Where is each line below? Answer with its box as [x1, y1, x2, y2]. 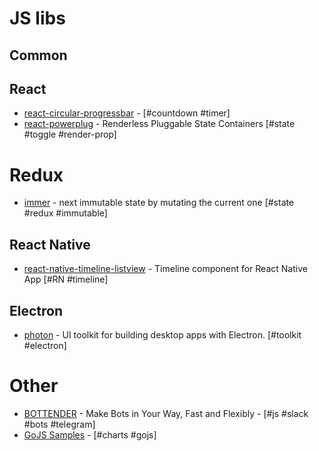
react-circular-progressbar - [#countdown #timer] [23, 107, 231, 119]
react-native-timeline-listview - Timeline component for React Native [23, 263, 308, 275]
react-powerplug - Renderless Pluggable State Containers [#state [23, 118, 296, 130]
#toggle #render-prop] [23, 128, 117, 141]
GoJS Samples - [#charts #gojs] [23, 428, 157, 441]
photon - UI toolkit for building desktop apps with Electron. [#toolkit [23, 328, 302, 341]
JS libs [9, 7, 66, 30]
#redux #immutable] [23, 207, 108, 219]
